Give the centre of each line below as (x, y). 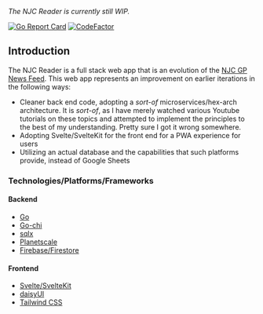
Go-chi (31, 225)
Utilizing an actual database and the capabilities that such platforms (129, 152)
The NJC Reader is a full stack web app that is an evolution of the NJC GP (128, 70)
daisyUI (32, 294)
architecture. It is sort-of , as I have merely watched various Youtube (130, 110)
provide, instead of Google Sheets (75, 160)
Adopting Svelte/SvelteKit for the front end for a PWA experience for (130, 135)
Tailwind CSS (41, 302)
